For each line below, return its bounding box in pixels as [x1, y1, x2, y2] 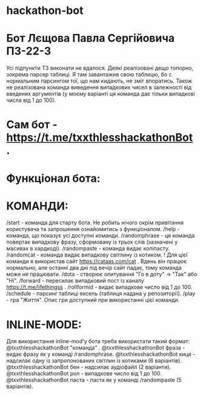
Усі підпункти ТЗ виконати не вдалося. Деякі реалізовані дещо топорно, [6, 64, 194, 72]
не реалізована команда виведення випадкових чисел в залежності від [6, 84, 192, 91]
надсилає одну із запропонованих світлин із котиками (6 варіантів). [6, 357, 182, 364]
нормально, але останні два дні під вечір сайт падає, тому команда [6, 264, 182, 272]
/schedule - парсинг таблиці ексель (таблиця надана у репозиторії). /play [6, 290, 196, 297]
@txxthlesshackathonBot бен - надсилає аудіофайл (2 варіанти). [6, 363, 171, 371]
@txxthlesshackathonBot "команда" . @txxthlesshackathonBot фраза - [6, 344, 185, 352]
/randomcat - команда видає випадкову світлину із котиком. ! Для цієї [6, 251, 188, 258]
